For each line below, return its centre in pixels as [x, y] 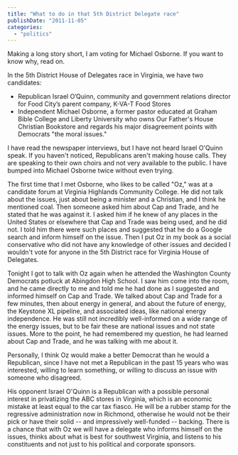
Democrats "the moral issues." [62, 134]
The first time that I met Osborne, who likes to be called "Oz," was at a [110, 185]
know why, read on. [36, 62]
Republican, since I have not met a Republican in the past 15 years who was [118, 363]
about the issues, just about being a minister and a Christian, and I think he [117, 199]
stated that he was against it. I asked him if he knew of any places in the [113, 214]
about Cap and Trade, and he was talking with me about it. [93, 341]
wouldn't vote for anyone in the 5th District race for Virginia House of [108, 252]
